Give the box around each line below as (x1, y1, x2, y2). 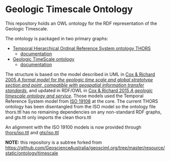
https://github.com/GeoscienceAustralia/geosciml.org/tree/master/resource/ (5, 144, 165, 150)
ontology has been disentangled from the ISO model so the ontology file (5, 103, 156, 109)
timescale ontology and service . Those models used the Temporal (5, 93, 144, 99)
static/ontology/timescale (5, 150, 58, 156)
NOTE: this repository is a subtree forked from (5, 139, 103, 145)
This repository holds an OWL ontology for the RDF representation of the (5, 20, 157, 26)
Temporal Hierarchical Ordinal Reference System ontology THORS (12, 45, 151, 51)
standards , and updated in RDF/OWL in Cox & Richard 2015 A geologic (5, 87, 153, 93)
